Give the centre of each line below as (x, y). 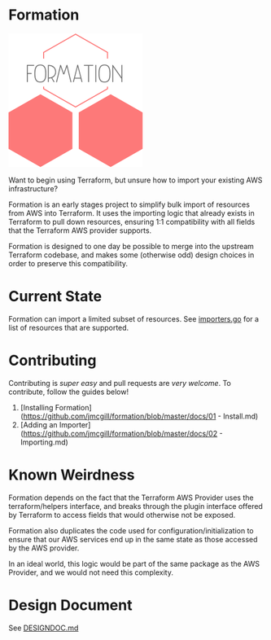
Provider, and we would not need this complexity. (91, 572)
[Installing (37, 407)
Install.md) (240, 416)
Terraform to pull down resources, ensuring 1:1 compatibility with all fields (132, 221)
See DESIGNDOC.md (44, 628)
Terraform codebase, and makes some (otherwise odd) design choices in (131, 255)
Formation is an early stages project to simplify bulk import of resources (129, 204)
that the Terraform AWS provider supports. (80, 230)
